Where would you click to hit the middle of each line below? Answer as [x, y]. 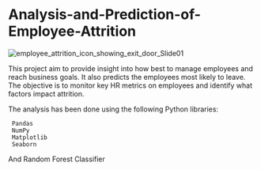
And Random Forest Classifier [57, 159]
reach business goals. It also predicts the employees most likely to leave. [127, 77]
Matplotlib [29, 137]
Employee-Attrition [72, 31]
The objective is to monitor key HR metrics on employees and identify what [130, 85]
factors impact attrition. [46, 93]
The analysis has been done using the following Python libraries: [113, 109]
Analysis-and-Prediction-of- [105, 15]
